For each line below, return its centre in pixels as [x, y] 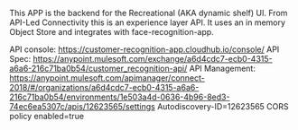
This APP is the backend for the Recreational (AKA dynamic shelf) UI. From [149, 13]
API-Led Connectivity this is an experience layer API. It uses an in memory [148, 22]
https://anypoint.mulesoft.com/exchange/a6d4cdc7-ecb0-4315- [153, 59]
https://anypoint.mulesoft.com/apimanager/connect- [107, 78]
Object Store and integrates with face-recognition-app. [112, 32]
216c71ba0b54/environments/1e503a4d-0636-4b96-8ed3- [120, 97]
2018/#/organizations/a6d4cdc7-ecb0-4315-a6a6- [104, 87]
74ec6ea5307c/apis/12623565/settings [82, 106]
